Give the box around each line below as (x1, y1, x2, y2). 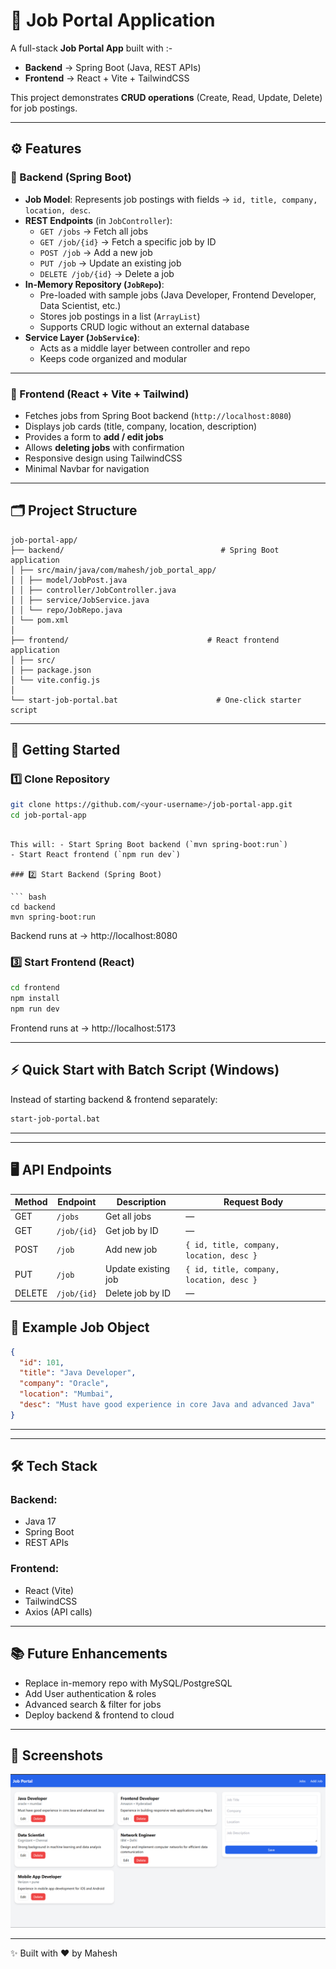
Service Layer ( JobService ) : (24, 331, 140, 343)
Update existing (105, 1263, 170, 1275)
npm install (10, 994, 60, 1004)
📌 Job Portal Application (10, 9, 216, 32)
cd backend (10, 902, 56, 913)
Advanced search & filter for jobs (24, 1698, 162, 1710)
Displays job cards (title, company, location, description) (24, 420, 258, 432)
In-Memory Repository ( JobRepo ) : (24, 278, 165, 290)
